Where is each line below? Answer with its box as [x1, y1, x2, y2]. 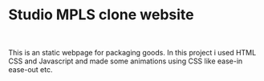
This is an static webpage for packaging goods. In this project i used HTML [8, 47, 257, 57]
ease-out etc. [8, 64, 53, 74]
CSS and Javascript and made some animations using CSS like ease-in [8, 56, 243, 66]
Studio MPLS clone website [8, 6, 194, 24]
